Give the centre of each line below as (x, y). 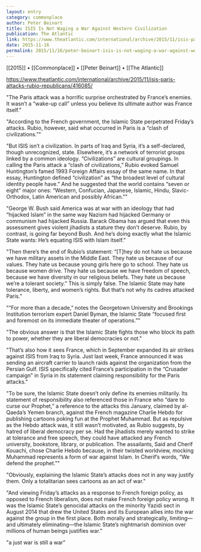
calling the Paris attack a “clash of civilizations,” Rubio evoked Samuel (92, 164)
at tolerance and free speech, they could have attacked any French (89, 438)
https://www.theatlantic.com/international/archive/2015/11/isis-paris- (91, 79)
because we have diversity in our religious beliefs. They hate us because (96, 277)
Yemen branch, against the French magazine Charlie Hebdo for (105, 412)
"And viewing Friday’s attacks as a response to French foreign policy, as (95, 492)
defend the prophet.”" (33, 463)
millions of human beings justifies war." (54, 530)
